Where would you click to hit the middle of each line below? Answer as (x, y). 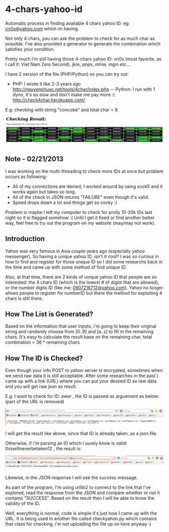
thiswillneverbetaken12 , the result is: (44, 448)
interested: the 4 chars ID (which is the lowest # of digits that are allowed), (82, 282)
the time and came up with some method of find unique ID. (66, 267)
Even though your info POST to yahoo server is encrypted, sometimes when (84, 370)
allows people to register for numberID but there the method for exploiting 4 (84, 293)
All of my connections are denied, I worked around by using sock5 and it (88, 186)
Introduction (25, 239)
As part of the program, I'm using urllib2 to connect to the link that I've (78, 488)
